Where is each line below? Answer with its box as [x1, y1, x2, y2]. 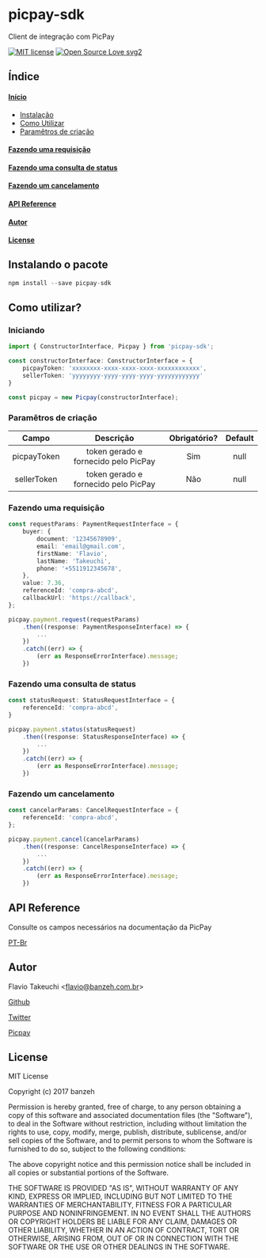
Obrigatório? [169, 433, 218, 444]
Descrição [94, 433, 135, 444]
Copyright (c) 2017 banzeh [8, 1087, 95, 1096]
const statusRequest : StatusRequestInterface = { [8, 697, 176, 705]
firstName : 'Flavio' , [36, 549, 108, 557]
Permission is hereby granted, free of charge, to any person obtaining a [8, 1102, 241, 1112]
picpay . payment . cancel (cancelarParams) [8, 835, 140, 843]
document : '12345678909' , [36, 535, 123, 543]
